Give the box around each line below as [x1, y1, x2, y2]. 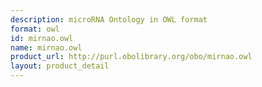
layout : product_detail [10, 61, 110, 71]
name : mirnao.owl [10, 42, 83, 53]
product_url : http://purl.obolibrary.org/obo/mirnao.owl [10, 52, 253, 62]
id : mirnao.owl [10, 33, 74, 43]
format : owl [10, 24, 60, 34]
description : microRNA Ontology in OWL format [10, 14, 208, 25]
